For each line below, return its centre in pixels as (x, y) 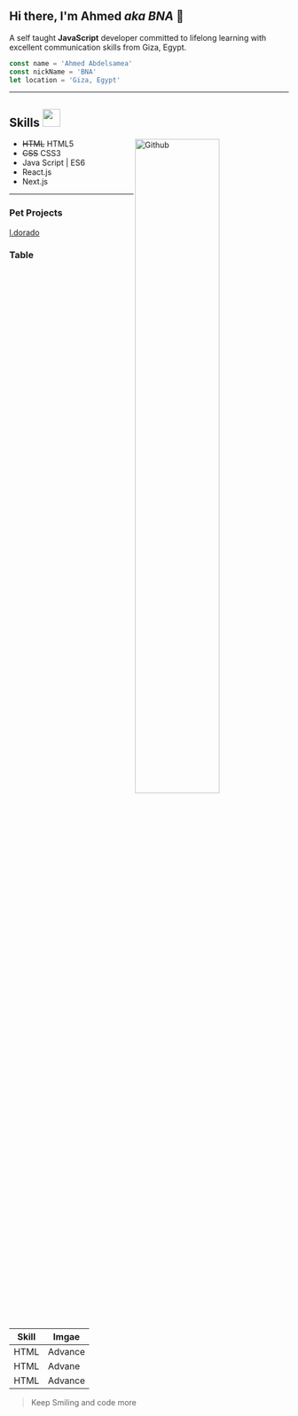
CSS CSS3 (41, 153)
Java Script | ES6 (54, 163)
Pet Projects (36, 213)
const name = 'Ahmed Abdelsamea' (71, 63)
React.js (37, 172)
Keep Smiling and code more (84, 1403)
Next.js (35, 182)
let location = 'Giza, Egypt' (65, 80)
